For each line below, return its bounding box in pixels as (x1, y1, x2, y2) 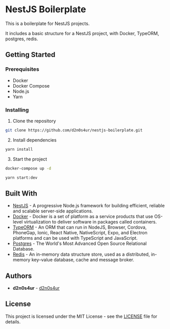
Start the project (12, 156, 47, 162)
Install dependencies (12, 136, 57, 143)
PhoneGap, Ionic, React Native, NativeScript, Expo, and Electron (12, 230, 148, 236)
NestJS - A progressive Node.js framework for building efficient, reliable (12, 203, 165, 209)
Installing (5, 106, 29, 113)
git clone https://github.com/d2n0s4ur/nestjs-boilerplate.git (5, 127, 143, 133)
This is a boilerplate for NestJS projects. (5, 20, 90, 26)
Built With (5, 189, 37, 198)
